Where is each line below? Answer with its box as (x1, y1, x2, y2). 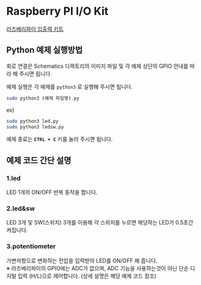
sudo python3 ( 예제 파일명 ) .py (6, 95, 79, 102)
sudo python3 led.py (6, 118, 59, 124)
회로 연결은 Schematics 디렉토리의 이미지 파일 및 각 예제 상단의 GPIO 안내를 (6, 62, 189, 70)
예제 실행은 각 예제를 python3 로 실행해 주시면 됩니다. (6, 83, 133, 90)
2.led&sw (6, 204, 35, 212)
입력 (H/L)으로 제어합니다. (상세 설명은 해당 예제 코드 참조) (17, 272, 157, 279)
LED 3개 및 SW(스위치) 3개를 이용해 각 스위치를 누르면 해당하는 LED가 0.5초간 (6, 219, 194, 226)
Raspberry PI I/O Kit (6, 4, 109, 18)
